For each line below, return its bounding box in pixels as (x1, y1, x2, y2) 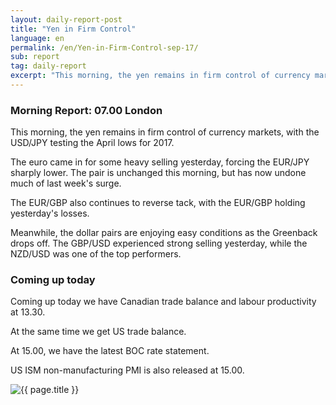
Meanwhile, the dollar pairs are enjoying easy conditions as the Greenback (10, 227, 318, 239)
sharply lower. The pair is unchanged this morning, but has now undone (10, 167, 307, 179)
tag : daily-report (10, 61, 87, 71)
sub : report (10, 52, 60, 62)
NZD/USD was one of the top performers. (10, 248, 182, 260)
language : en (10, 33, 65, 43)
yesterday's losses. (10, 207, 90, 220)
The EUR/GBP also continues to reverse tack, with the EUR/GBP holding (10, 197, 306, 209)
